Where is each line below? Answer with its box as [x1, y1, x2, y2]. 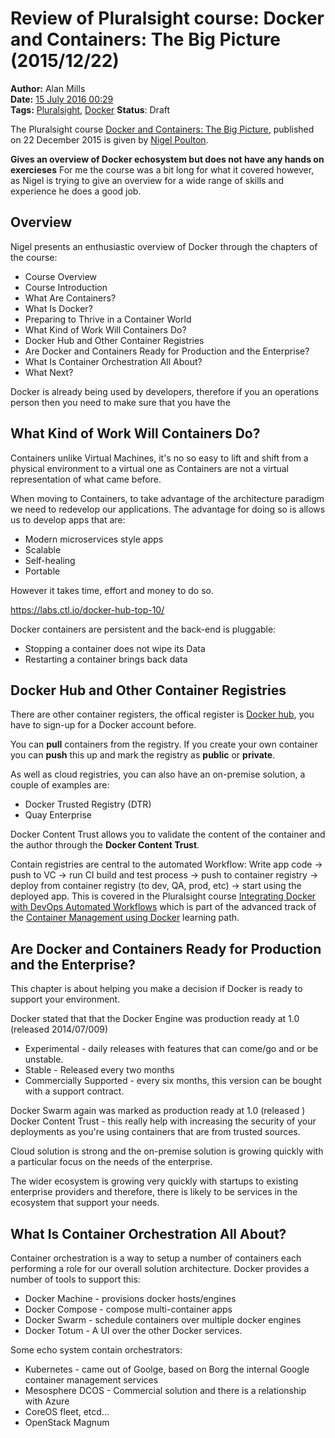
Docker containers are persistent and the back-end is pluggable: [10, 623, 277, 635]
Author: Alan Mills [10, 82, 86, 94]
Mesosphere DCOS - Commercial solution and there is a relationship [24, 1385, 307, 1396]
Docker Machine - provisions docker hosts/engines [24, 1293, 237, 1304]
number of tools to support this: [10, 1273, 141, 1285]
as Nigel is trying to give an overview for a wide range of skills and [10, 174, 285, 186]
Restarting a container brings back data [24, 653, 188, 665]
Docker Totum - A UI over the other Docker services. [24, 1325, 243, 1336]
